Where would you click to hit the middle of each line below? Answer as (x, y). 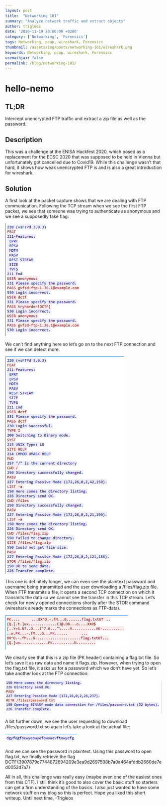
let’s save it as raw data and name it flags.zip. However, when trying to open (83, 663)
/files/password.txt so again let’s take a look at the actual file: (68, 727)
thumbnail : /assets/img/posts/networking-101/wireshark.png (69, 47)
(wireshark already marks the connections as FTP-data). (63, 608)
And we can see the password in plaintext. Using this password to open (79, 751)
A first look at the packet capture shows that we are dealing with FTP (76, 200)
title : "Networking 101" (32, 16)
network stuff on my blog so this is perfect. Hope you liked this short (75, 793)
